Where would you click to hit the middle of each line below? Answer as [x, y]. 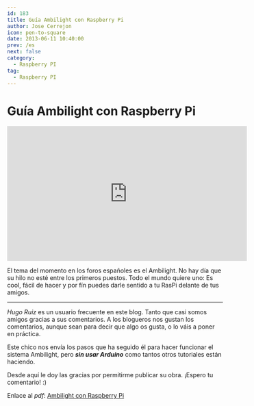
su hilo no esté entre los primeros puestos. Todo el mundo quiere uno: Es [110, 278]
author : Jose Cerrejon [39, 26]
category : [21, 58]
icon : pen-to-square [37, 33]
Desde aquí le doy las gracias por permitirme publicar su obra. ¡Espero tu [110, 375]
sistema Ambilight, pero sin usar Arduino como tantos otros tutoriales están [114, 355]
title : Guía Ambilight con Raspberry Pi [66, 20]
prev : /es [21, 45]
